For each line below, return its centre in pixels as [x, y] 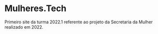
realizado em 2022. [24, 27]
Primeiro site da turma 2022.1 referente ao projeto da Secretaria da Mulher [79, 22]
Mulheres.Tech [35, 8]
